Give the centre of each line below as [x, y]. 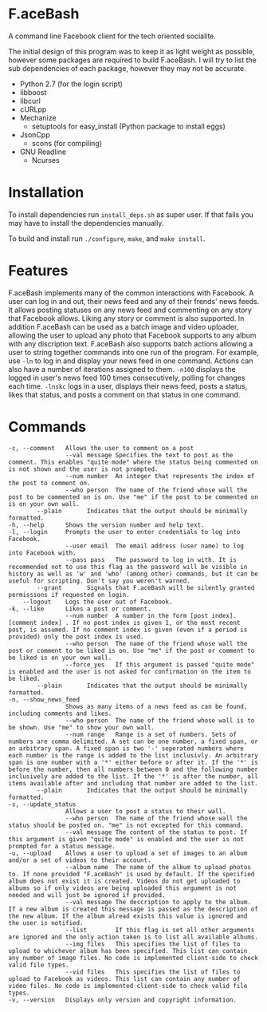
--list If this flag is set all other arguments [160, 930]
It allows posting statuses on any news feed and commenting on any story [130, 310]
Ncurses [45, 160]
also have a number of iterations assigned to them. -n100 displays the [122, 369]
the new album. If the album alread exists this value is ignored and [128, 916]
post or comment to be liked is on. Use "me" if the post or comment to [132, 650]
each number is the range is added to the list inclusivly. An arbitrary [133, 755]
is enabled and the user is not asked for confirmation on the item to [130, 671]
